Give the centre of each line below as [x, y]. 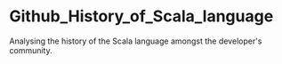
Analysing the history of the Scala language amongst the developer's [136, 41]
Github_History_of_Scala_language [141, 16]
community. [31, 50]
